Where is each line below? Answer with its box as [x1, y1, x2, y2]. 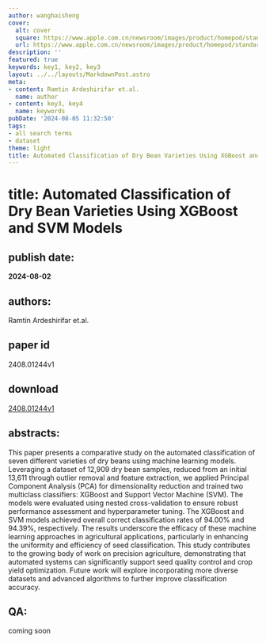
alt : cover [15, 26, 51, 34]
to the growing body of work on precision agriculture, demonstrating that [8, 548, 246, 558]
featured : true [8, 56, 59, 64]
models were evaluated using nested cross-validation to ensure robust [8, 498, 238, 508]
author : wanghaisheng [8, 11, 80, 20]
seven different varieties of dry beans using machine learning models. [8, 456, 237, 466]
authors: [8, 295, 51, 308]
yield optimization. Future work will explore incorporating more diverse [8, 565, 239, 575]
